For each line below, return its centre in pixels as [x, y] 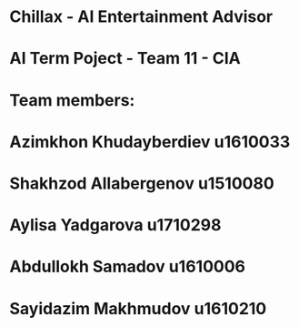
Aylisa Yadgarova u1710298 [115, 225]
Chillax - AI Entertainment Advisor [141, 17]
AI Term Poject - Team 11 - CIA [125, 59]
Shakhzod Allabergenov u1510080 [142, 183]
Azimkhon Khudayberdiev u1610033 [150, 142]
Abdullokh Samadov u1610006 [128, 267]
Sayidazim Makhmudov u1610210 [138, 308]
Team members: [72, 100]
